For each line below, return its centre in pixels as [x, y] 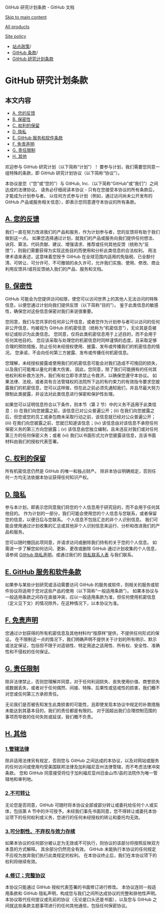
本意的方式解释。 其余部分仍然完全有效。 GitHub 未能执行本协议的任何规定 [81, 849]
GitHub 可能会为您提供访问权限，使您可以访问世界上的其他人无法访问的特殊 [82, 299]
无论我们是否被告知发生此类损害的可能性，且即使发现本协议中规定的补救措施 [82, 704]
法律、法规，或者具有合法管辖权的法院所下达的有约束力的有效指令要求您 [82, 381]
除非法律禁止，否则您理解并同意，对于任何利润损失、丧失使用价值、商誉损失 [82, 681]
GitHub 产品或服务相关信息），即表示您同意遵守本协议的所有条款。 [72, 202]
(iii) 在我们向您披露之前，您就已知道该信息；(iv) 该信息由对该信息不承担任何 [82, 423]
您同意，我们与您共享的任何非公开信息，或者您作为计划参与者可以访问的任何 [82, 321]
